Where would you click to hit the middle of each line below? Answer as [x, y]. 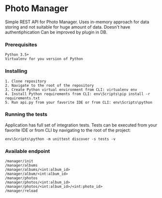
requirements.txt [22, 98]
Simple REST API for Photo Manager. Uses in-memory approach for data [77, 22]
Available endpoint [28, 151]
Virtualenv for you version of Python [44, 59]
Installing [16, 71]
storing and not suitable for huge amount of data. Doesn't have [68, 27]
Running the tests [26, 114]
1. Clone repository [26, 81]
